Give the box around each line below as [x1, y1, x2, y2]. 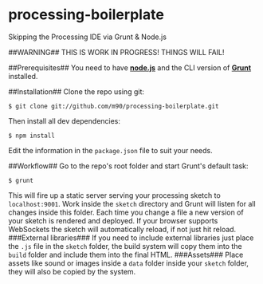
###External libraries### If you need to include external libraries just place [8, 233, 254, 243]
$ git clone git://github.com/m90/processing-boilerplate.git [8, 102, 219, 110]
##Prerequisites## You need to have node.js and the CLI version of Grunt [8, 62, 252, 73]
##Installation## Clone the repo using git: [8, 86, 145, 97]
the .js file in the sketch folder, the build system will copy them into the [8, 241, 242, 250]
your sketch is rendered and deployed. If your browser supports [8, 215, 218, 225]
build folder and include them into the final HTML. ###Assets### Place [8, 250, 244, 259]
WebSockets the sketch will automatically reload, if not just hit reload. [8, 224, 237, 234]
